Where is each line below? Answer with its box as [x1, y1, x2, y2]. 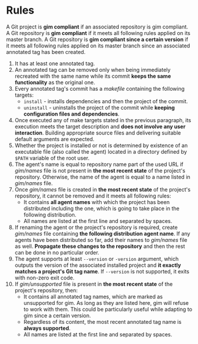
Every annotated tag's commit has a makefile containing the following [14, 85, 185, 92]
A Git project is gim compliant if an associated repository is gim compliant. [6, 23, 189, 30]
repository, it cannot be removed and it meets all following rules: [14, 192, 171, 199]
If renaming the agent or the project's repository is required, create [14, 224, 178, 231]
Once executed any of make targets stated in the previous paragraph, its [14, 116, 191, 123]
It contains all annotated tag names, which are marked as [23, 293, 163, 300]
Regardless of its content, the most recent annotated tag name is [23, 318, 182, 325]
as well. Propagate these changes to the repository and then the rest [14, 243, 185, 250]
